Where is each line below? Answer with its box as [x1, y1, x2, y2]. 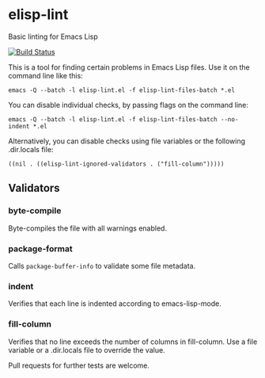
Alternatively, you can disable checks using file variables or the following [8, 136, 246, 146]
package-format [8, 243, 73, 254]
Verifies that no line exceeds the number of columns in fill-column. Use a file [8, 337, 258, 346]
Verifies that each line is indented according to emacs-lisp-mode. [8, 299, 221, 308]
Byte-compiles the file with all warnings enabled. [8, 223, 168, 233]
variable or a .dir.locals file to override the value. [8, 345, 165, 354]
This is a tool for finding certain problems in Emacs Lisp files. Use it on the [8, 62, 251, 72]
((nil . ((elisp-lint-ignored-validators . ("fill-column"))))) [8, 160, 225, 168]
